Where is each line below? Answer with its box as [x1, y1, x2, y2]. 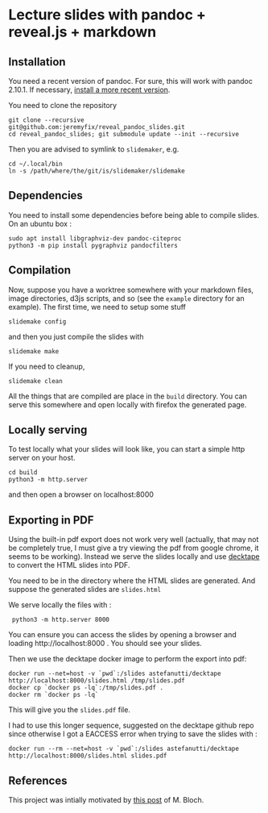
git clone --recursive [8, 116, 85, 124]
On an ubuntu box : [8, 219, 72, 228]
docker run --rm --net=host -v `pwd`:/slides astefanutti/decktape [8, 744, 240, 753]
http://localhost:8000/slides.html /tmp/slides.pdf [8, 677, 185, 685]
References [8, 773, 68, 787]
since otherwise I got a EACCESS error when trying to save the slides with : [8, 729, 258, 739]
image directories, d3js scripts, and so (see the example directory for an [8, 293, 245, 303]
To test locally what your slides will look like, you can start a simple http [8, 444, 245, 454]
